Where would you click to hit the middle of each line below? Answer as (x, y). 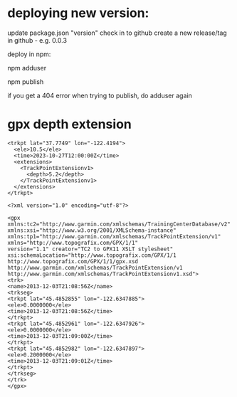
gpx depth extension (69, 124)
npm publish (26, 81)
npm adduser (27, 68)
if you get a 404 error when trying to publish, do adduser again (100, 95)
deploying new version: (78, 13)
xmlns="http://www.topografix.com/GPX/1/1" (73, 243)
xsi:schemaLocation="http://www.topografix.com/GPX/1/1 (92, 255)
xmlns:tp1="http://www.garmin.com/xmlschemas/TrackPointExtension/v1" (114, 236)
